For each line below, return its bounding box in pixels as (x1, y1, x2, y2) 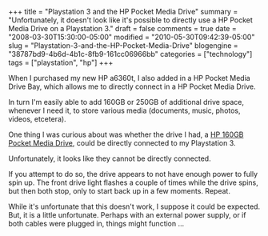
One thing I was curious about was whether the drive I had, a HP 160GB (8, 130, 244, 139)
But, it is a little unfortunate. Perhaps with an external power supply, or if (8, 210, 246, 219)
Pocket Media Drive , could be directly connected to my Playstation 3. (8, 138, 236, 147)
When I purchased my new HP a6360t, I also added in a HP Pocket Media (8, 74, 250, 82)
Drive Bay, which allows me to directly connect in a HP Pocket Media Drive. (8, 82, 256, 91)
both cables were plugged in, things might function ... (8, 219, 185, 228)
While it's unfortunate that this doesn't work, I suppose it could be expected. (8, 202, 261, 211)
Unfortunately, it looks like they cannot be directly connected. (8, 154, 211, 163)
